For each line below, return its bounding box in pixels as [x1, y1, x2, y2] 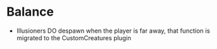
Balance [6, 4, 55, 20]
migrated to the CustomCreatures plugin [16, 33, 132, 42]
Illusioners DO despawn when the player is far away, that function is [16, 27, 210, 35]
